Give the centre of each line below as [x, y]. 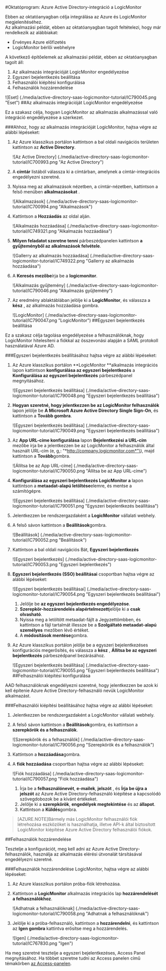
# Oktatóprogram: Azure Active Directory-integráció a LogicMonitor [74, 7]
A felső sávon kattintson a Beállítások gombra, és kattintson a [75, 725]
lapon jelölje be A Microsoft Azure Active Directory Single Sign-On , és [85, 410]
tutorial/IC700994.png [35, 207]
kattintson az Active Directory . [44, 147]
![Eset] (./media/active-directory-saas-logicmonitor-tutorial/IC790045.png [81, 97]
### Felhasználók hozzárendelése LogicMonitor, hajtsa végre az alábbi [77, 869]
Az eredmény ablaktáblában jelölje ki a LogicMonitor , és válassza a [81, 300]
